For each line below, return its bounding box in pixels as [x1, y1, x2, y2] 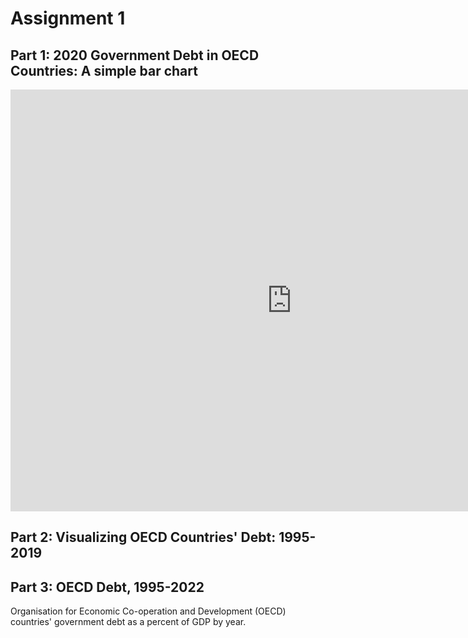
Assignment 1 [10, 7, 126, 30]
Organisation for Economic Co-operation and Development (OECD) [10, 605, 287, 617]
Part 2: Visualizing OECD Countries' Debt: [10, 529, 277, 546]
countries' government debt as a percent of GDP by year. [10, 616, 247, 628]
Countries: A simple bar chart [10, 62, 198, 79]
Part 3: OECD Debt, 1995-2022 [10, 578, 205, 596]
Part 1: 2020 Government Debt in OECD [10, 47, 260, 64]
